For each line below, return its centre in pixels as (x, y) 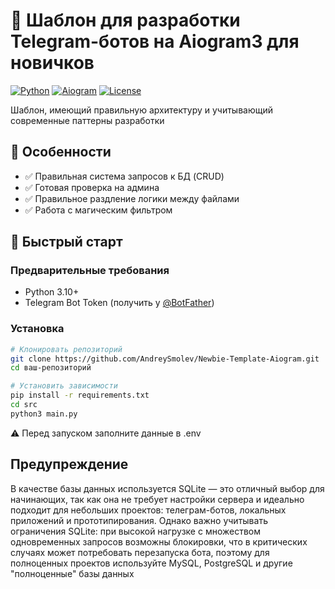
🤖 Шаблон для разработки (125, 20)
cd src (24, 405)
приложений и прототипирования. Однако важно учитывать (139, 520)
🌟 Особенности (61, 152)
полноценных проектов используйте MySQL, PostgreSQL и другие (151, 563)
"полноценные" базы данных (72, 573)
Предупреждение (69, 464)
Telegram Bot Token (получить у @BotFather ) (119, 303)
